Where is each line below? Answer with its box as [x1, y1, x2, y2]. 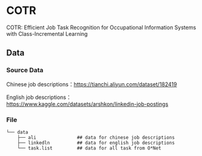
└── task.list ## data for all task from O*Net [17, 145, 162, 151]
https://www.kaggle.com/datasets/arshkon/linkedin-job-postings [6, 100, 169, 107]
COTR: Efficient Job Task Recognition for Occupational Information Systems [6, 24, 197, 31]
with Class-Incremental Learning [6, 30, 88, 37]
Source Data [6, 66, 44, 75]
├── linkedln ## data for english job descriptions [17, 140, 175, 146]
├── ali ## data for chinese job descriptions [17, 134, 175, 140]
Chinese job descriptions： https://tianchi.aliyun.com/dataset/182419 [6, 80, 177, 88]
